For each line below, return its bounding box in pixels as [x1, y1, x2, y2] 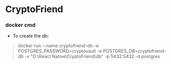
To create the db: [12, 33, 49, 39]
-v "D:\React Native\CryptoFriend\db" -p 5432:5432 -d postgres [25, 53, 160, 59]
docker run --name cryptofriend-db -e [17, 43, 99, 49]
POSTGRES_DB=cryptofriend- [103, 48, 166, 54]
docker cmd [5, 22, 36, 29]
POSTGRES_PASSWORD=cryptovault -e [17, 48, 102, 54]
